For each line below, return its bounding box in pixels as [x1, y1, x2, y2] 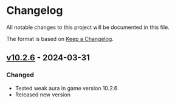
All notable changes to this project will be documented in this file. [6, 23, 170, 31]
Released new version [15, 91, 71, 98]
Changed [6, 70, 35, 79]
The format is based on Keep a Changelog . [6, 35, 114, 42]
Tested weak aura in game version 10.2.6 [15, 84, 118, 92]
